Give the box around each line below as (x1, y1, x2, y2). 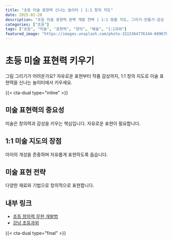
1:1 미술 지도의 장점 (5, 137, 62, 146)
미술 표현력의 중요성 (5, 106, 64, 114)
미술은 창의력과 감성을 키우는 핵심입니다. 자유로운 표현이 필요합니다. (5, 120, 141, 126)
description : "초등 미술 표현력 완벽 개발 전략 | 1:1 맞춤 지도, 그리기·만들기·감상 (5, 17, 164, 22)
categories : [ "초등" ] (5, 22, 50, 27)
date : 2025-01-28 (5, 12, 42, 17)
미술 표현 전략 (5, 168, 46, 176)
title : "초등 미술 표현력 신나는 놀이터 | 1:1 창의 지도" (5, 7, 114, 13)
